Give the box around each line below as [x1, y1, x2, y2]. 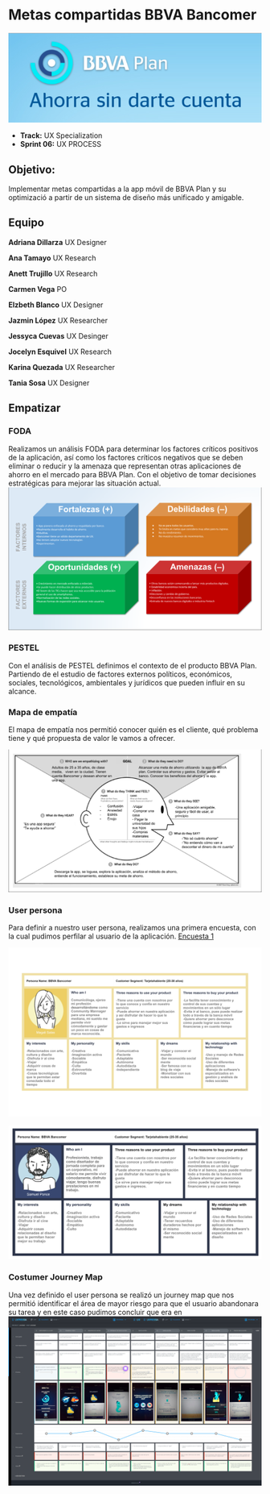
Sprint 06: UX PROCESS [19, 139, 102, 149]
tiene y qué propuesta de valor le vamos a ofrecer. [8, 734, 175, 743]
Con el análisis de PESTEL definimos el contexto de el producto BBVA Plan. [8, 660, 257, 670]
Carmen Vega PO [8, 284, 67, 293]
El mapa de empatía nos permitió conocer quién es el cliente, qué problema [8, 725, 259, 735]
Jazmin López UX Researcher [8, 315, 108, 325]
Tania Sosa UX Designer [8, 377, 90, 388]
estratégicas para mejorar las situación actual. [8, 478, 162, 488]
